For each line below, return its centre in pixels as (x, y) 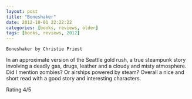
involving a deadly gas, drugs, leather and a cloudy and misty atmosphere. (96, 66)
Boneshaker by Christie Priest (44, 49)
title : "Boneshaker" (31, 17)
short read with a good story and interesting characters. (74, 79)
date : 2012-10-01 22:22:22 (39, 22)
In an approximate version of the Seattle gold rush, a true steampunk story (96, 60)
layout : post (22, 11)
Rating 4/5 (18, 90)
